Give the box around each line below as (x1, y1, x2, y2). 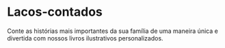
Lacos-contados (7, 4, 103, 20)
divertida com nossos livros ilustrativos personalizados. (7, 34, 163, 42)
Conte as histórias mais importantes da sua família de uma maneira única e (7, 27, 219, 35)
